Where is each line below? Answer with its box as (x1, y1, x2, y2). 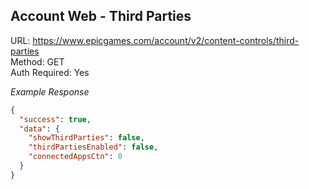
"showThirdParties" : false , (28, 133, 145, 143)
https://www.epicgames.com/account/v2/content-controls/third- (32, 34, 300, 46)
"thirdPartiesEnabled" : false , (28, 142, 159, 153)
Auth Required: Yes (10, 66, 90, 78)
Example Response (10, 85, 90, 98)
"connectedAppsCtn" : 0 (28, 152, 123, 162)
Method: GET (10, 55, 65, 68)
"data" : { (19, 124, 60, 134)
